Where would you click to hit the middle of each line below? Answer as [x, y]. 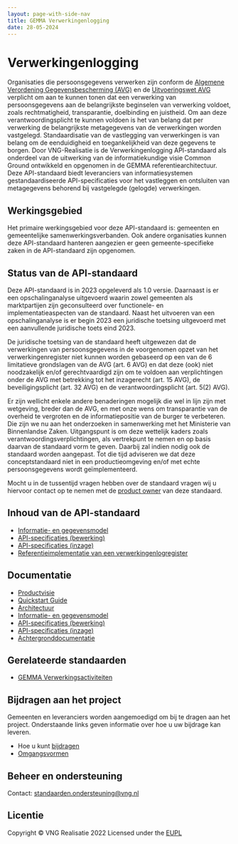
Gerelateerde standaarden [67, 660]
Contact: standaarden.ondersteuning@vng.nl [73, 793]
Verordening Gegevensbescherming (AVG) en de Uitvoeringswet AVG [109, 90]
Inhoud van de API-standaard [74, 513]
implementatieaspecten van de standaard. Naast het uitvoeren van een [111, 313]
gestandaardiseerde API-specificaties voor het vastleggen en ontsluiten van [118, 181]
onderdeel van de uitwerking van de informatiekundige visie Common [109, 158]
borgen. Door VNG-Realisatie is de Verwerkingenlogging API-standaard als [117, 150]
